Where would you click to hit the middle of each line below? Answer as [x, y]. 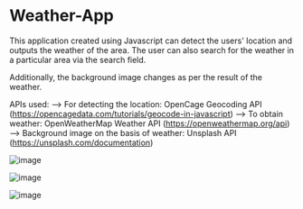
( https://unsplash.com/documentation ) [81, 142]
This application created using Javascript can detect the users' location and [151, 41]
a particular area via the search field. [78, 59]
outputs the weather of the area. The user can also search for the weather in [151, 50]
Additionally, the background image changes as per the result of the [136, 77]
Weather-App [62, 16]
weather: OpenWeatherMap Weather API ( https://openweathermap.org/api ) [150, 123]
